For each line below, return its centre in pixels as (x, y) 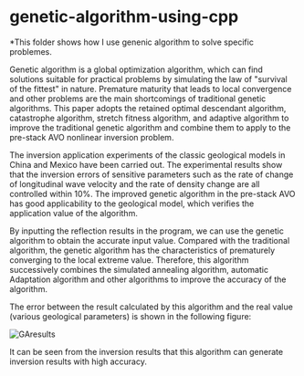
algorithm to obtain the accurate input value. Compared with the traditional (150, 240)
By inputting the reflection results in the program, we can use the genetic (147, 231)
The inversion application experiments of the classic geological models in (147, 155)
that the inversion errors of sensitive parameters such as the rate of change (152, 174)
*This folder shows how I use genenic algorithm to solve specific (131, 42)
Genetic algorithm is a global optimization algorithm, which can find (136, 69)
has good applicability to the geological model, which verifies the (132, 204)
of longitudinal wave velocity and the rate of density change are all (135, 183)
